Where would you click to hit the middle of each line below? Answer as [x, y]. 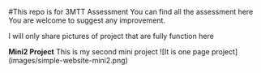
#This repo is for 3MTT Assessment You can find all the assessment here [131, 12]
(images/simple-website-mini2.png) [68, 60]
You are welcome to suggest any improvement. [87, 20]
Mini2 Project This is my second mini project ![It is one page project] [123, 52]
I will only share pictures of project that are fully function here [111, 36]
